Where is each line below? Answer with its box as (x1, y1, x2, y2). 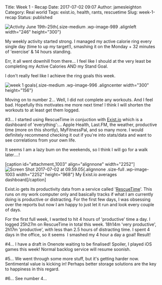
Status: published (17, 15, 53, 20)
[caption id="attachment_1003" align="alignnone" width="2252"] (5, 161, 135, 167)
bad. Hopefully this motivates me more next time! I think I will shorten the (5, 102, 151, 107)
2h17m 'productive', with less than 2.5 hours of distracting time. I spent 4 (5, 227, 150, 232)
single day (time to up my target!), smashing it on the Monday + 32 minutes (5, 44, 155, 49)
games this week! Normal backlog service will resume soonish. (5, 247, 131, 252)
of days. (5, 207, 22, 213)
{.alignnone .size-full (83, 166, 125, 172)
